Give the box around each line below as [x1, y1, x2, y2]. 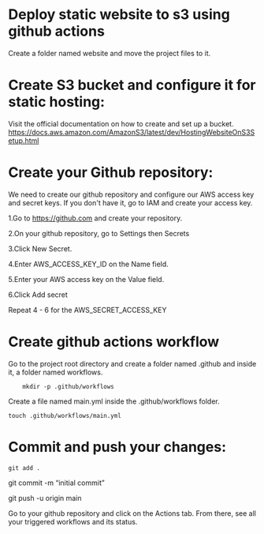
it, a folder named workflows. [8, 367, 103, 377]
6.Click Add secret [8, 290, 69, 299]
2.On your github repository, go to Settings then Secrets [8, 228, 190, 238]
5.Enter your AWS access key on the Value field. [8, 274, 165, 284]
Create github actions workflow [8, 333, 220, 351]
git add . [8, 464, 41, 472]
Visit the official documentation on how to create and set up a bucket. [8, 118, 234, 128]
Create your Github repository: [8, 164, 214, 182]
